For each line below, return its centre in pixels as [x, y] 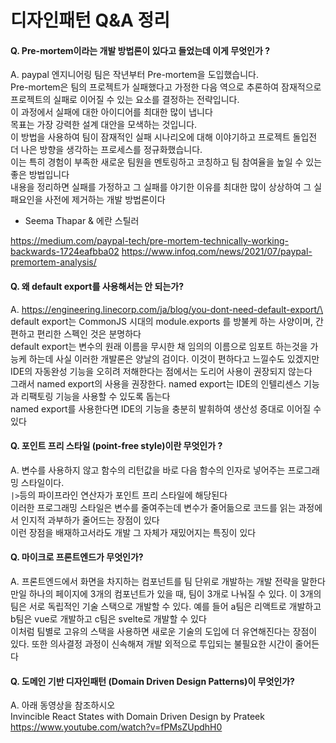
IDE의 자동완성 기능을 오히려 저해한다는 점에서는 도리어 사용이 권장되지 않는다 [161, 371]
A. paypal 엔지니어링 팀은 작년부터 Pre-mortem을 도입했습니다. [134, 75]
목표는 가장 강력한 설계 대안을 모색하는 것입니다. [104, 125]
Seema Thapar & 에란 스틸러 [82, 221]
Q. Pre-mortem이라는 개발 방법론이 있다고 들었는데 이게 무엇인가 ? [140, 50]
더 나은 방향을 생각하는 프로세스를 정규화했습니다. [106, 150]
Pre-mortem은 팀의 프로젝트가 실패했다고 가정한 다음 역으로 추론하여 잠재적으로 [166, 87]
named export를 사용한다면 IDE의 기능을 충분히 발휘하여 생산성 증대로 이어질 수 [166, 408]
